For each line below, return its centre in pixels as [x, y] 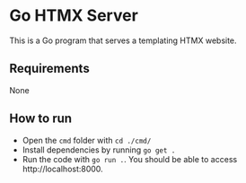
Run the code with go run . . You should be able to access [130, 159]
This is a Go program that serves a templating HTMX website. [123, 40]
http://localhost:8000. [62, 169]
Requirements [49, 69]
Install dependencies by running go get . [99, 150]
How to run [41, 119]
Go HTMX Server [74, 16]
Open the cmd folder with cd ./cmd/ [87, 140]
